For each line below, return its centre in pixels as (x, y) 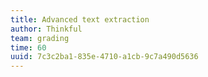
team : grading (40, 38)
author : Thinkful (46, 29)
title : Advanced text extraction (80, 19)
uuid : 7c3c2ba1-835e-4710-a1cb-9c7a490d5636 (104, 57)
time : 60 (28, 47)
